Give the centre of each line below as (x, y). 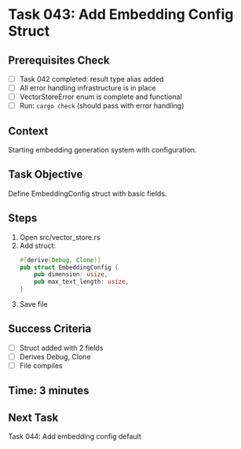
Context (28, 131)
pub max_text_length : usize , (82, 282)
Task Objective (46, 175)
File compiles (41, 366)
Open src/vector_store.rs (60, 237)
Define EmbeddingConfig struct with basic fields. (88, 193)
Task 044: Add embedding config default (75, 436)
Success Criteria (50, 329)
